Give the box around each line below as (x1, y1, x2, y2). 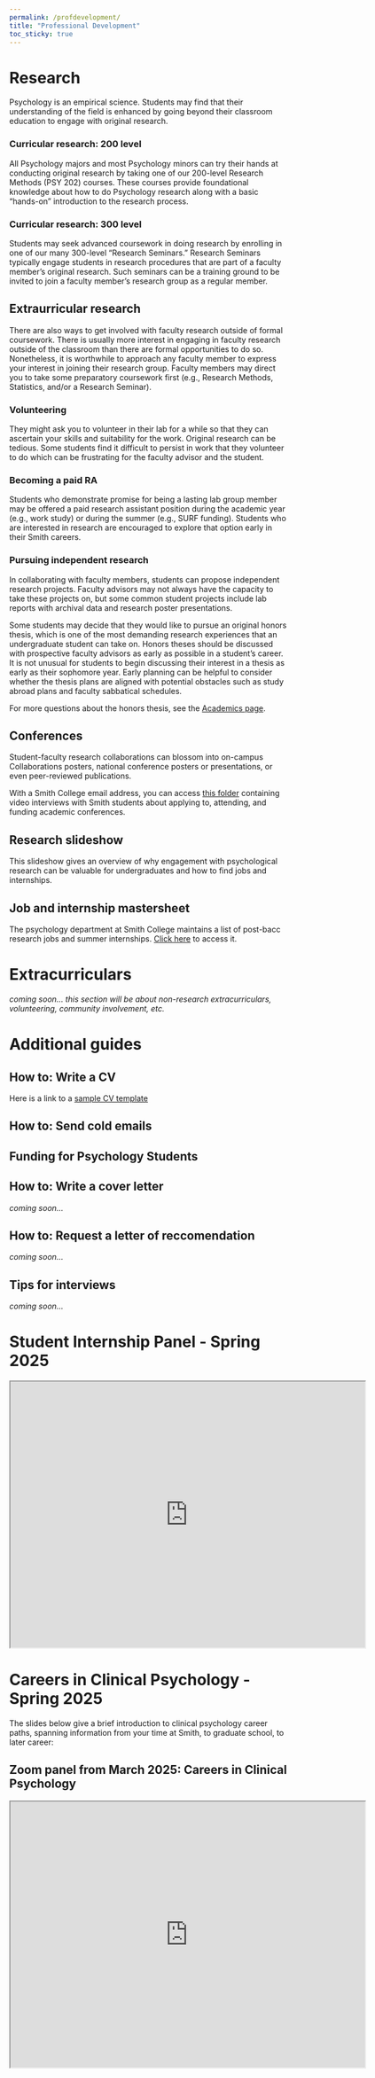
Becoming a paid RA (9, 473, 98, 486)
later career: (9, 1737, 54, 1747)
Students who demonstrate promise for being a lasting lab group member (9, 494, 277, 505)
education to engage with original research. (9, 116, 168, 127)
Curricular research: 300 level (9, 218, 142, 230)
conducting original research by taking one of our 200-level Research (9, 168, 264, 178)
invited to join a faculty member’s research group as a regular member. (9, 276, 269, 286)
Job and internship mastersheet (9, 901, 191, 916)
